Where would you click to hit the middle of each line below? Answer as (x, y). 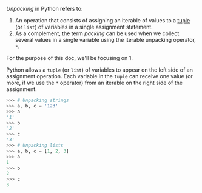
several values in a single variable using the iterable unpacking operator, (105, 40)
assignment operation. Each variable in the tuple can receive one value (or (99, 76)
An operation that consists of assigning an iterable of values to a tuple (103, 20)
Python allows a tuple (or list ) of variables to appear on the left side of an (99, 70)
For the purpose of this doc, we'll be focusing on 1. (70, 58)
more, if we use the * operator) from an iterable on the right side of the (95, 83)
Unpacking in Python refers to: (45, 9)
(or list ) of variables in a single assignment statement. (84, 27)
